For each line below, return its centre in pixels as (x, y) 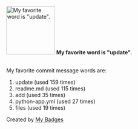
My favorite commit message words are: (57, 71)
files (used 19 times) (40, 108)
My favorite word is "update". (94, 52)
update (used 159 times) (45, 82)
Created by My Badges (35, 119)
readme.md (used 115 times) (50, 89)
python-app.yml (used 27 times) (55, 101)
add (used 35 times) (40, 95)
